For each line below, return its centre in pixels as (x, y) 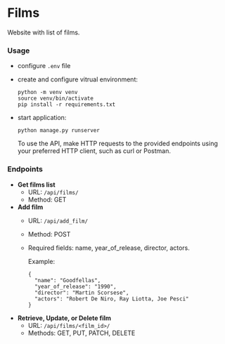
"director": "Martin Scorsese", (82, 293)
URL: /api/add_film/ (58, 220)
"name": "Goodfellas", (67, 280)
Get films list (36, 185)
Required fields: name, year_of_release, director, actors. (109, 248)
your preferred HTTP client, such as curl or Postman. (94, 151)
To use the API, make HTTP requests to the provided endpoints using (117, 144)
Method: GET (47, 199)
